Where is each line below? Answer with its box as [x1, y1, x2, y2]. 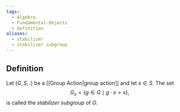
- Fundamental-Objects [11, 20, 68, 25]
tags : [6, 8, 20, 15]
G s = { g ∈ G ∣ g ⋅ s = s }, [70, 88, 130, 97]
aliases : [6, 31, 28, 37]
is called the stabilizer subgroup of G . [6, 99, 98, 107]
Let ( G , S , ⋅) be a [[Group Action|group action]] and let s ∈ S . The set [6, 79, 174, 87]
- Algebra [11, 14, 36, 20]
